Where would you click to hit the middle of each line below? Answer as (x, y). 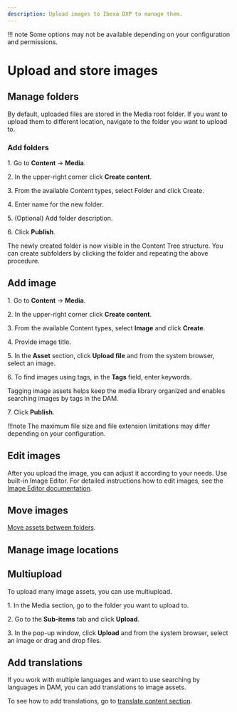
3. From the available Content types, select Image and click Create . (106, 328)
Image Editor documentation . (50, 488)
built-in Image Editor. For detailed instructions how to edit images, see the (116, 481)
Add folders (28, 147)
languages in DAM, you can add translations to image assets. (97, 687)
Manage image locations (63, 550)
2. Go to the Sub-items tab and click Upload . (74, 619)
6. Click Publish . (31, 231)
